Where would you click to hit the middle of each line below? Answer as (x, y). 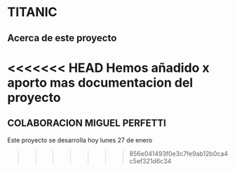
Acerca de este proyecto (62, 38)
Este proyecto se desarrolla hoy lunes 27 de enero (80, 140)
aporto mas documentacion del (100, 83)
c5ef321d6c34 (150, 161)
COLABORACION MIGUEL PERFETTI (87, 123)
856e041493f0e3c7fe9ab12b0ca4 (179, 154)
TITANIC (32, 12)
